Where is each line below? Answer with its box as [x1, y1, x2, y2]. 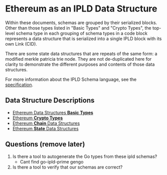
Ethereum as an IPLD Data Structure [5, 3, 157, 15]
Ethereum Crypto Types [12, 115, 63, 121]
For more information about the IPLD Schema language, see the [5, 76, 137, 82]
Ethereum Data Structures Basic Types [12, 109, 94, 115]
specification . [5, 81, 34, 88]
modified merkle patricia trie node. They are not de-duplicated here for [5, 56, 152, 62]
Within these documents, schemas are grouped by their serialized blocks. [5, 20, 157, 26]
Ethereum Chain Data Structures [12, 120, 80, 126]
